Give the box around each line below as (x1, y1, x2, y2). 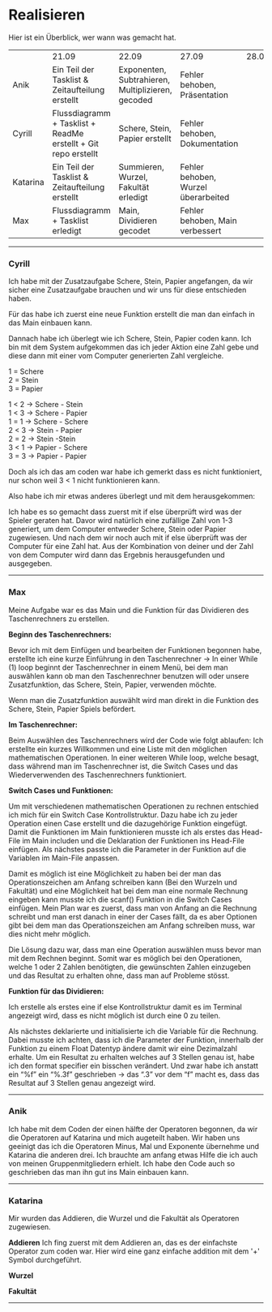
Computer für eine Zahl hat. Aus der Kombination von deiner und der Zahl (8, 542, 253, 551)
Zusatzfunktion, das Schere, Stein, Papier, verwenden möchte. (8, 680, 217, 689)
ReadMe (52, 127, 84, 139)
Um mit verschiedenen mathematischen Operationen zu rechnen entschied (8, 801, 259, 811)
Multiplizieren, (118, 84, 172, 95)
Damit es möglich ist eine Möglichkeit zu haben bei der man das (8, 868, 222, 878)
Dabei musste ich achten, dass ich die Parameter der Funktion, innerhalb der (8, 1035, 264, 1044)
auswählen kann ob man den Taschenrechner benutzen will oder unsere (8, 671, 249, 680)
